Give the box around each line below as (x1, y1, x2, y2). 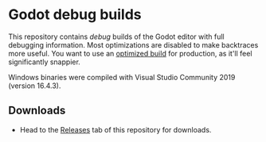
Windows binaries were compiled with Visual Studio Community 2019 (8, 72, 236, 82)
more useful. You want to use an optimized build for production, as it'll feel (8, 48, 252, 58)
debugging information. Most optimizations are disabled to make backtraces (8, 40, 259, 49)
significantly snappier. (8, 57, 81, 67)
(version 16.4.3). (8, 81, 61, 90)
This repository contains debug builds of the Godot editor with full (8, 32, 225, 41)
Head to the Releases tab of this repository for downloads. (19, 125, 212, 134)
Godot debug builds (8, 6, 142, 24)
